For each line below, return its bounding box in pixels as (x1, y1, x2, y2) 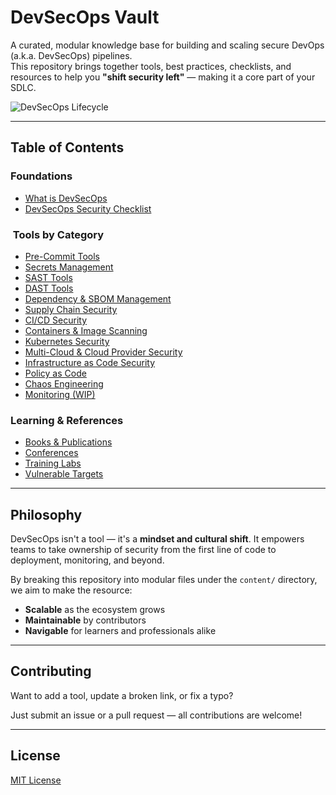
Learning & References (10, 413, 124, 427)
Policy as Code (24, 367, 87, 379)
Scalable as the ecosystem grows (24, 604, 166, 616)
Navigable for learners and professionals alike (24, 625, 217, 637)
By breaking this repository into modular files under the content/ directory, (10, 574, 318, 586)
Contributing (10, 663, 92, 680)
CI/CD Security (24, 314, 88, 326)
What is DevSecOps (24, 192, 108, 204)
